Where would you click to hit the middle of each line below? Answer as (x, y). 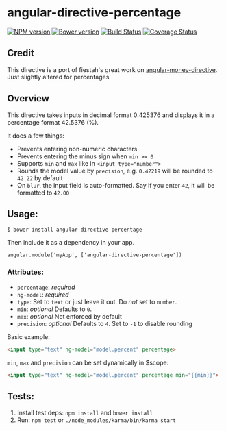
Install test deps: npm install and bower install (85, 413)
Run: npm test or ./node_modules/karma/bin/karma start (96, 420)
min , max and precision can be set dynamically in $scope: (88, 362)
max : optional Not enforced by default (69, 316)
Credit (21, 53)
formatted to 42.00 (43, 193)
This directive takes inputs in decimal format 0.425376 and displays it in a (111, 115)
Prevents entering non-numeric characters (77, 149)
